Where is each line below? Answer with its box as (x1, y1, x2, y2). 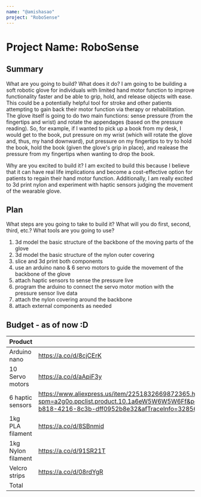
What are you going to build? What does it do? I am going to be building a (6, 80, 187, 87)
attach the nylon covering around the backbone (14, 296, 133, 303)
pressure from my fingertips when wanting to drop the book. (6, 150, 156, 157)
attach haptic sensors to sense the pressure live (14, 277, 133, 284)
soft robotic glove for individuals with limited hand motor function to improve (6, 86, 194, 94)
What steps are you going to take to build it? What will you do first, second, (6, 220, 191, 228)
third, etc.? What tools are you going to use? (6, 227, 115, 234)
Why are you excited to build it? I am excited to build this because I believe (6, 161, 190, 169)
